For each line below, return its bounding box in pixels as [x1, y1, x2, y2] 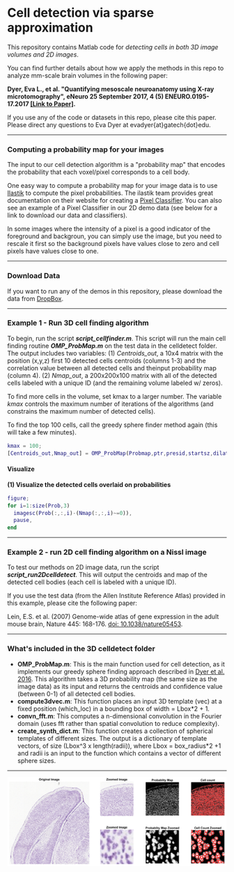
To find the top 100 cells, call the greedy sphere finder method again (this [7, 421, 218, 429]
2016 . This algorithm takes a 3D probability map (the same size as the [17, 674, 217, 683]
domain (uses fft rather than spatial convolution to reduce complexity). [17, 719, 219, 727]
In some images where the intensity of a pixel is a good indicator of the [7, 225, 211, 233]
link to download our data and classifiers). [7, 211, 127, 219]
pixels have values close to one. [7, 247, 99, 256]
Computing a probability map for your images [7, 145, 164, 154]
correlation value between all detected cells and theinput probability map [7, 363, 217, 372]
